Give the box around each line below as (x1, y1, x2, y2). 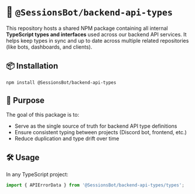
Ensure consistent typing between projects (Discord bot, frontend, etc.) (14, 128, 187, 135)
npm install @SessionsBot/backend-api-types (6, 79, 117, 86)
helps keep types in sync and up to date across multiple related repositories (6, 37, 189, 44)
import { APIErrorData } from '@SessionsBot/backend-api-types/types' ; (6, 182, 184, 188)
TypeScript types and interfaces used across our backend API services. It (6, 30, 187, 38)
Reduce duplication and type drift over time (14, 135, 119, 142)
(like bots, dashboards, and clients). (6, 43, 93, 50)
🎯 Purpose (6, 96, 45, 105)
